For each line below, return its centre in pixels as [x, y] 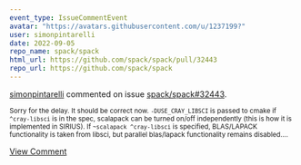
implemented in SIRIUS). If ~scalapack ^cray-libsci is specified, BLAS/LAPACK [133, 126]
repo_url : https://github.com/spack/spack [91, 69]
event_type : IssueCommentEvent [69, 18]
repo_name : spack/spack [55, 52]
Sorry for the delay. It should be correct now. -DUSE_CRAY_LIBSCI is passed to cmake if [143, 111]
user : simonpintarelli [52, 34]
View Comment [38, 151]
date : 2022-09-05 [42, 43]
